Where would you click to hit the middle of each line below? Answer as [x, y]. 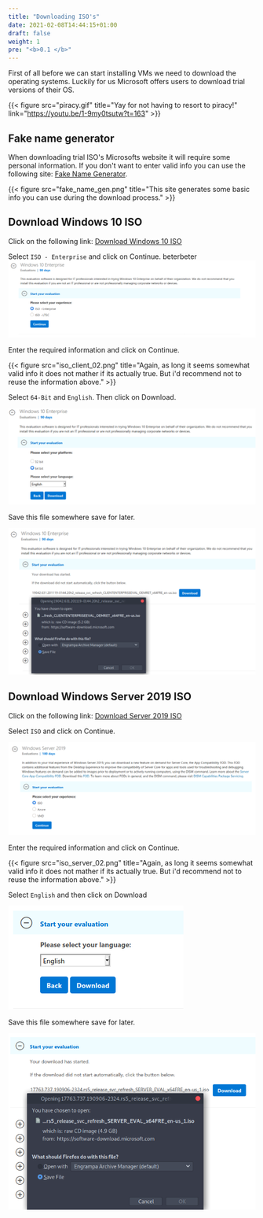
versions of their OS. [41, 90]
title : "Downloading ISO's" [54, 17]
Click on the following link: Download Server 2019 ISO [95, 715]
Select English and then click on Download [78, 895]
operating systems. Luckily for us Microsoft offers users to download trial [127, 82]
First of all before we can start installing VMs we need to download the [122, 73]
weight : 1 [24, 42]
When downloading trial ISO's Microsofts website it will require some [119, 157]
